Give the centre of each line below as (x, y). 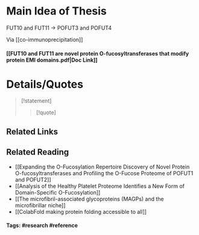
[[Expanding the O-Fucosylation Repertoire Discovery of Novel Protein (102, 167)
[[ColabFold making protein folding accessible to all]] (81, 211)
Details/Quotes (45, 84)
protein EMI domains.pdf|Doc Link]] (52, 60)
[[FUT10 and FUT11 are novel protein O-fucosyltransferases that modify (98, 53)
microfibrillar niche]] (40, 205)
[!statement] (36, 101)
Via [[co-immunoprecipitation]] (45, 39)
